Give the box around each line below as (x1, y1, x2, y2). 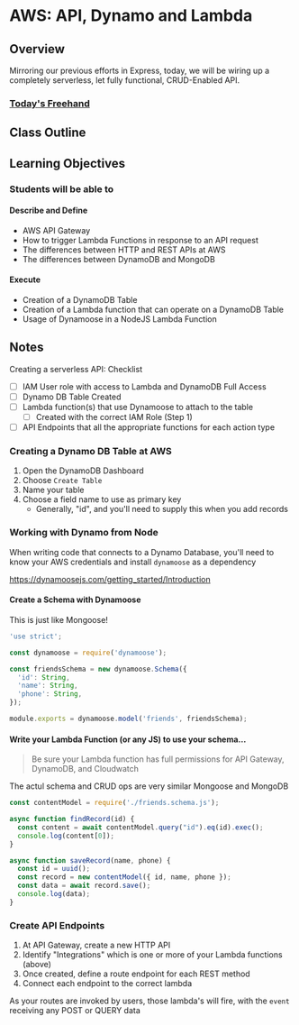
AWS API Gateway (22, 224, 91, 235)
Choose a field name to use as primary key (22, 494, 182, 505)
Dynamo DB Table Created (22, 391, 122, 402)
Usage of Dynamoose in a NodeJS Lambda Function (22, 314, 218, 325)
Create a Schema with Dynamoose (9, 594, 141, 605)
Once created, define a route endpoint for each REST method (22, 968, 250, 979)
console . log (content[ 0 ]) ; (17, 831, 115, 840)
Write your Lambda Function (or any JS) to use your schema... (9, 734, 247, 745)
